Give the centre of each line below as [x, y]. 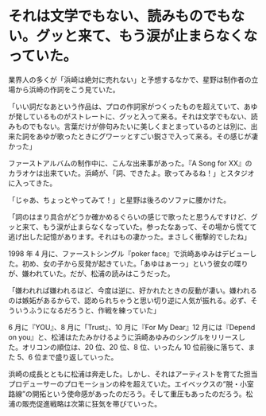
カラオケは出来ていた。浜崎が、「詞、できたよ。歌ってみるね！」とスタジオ [132, 173]
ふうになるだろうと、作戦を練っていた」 [94, 310]
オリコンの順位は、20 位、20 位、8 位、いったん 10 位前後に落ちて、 [135, 347]
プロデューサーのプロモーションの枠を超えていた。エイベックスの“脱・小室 [131, 383]
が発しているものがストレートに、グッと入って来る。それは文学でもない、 [130, 116]
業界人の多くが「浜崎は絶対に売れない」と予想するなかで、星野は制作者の [130, 80]
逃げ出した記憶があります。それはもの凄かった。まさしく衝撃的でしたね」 [130, 236]
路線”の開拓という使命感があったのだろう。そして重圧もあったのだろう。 [127, 394]
